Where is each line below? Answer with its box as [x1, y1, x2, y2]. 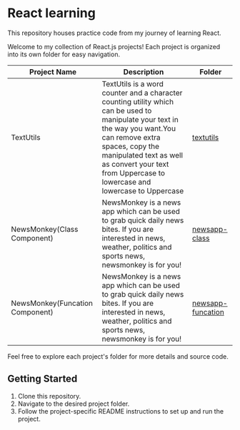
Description [123, 66, 164, 76]
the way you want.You [101, 123, 176, 133]
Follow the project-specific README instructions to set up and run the [17, 406, 224, 415]
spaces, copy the [101, 141, 159, 151]
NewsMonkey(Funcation [11, 298, 94, 308]
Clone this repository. [17, 391, 81, 400]
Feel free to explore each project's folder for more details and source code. [7, 352, 229, 361]
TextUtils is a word [101, 78, 164, 88]
